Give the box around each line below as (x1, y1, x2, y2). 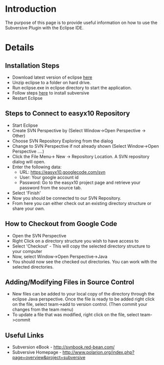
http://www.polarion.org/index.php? (62, 349, 135, 355)
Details (5, 42, 34, 53)
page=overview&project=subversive (12, 355, 86, 361)
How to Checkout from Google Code (5, 220, 117, 228)
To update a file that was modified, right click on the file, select (12, 312, 140, 318)
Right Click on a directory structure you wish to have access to (12, 238, 139, 244)
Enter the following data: (12, 164, 62, 170)
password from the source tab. (19, 184, 82, 190)
